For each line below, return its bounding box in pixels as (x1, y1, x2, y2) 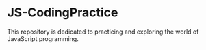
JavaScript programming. (7, 34, 79, 42)
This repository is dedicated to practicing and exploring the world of (7, 27, 199, 36)
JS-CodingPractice (7, 5, 118, 21)
